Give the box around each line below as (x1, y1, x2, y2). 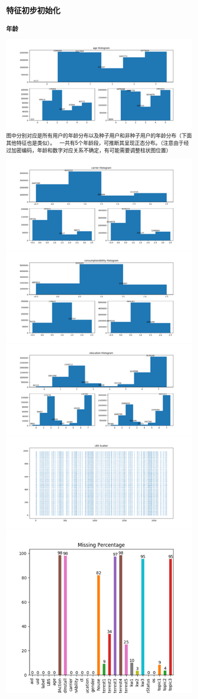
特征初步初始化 (6, 5, 61, 16)
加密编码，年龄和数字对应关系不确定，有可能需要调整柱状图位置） (11, 147, 171, 154)
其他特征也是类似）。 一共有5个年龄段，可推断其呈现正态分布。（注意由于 (6, 140, 184, 147)
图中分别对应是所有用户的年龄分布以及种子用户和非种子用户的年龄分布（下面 (6, 132, 192, 139)
